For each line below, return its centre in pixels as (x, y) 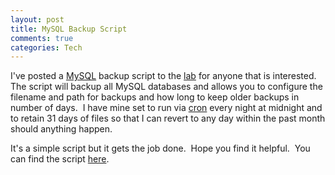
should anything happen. (61, 129)
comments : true (42, 38)
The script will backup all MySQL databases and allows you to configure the (166, 87)
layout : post (37, 19)
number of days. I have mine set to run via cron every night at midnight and (166, 108)
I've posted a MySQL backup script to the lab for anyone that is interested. (163, 76)
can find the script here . (60, 159)
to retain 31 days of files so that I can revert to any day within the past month (168, 118)
